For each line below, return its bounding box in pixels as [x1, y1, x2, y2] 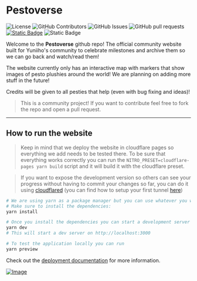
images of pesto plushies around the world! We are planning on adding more [6, 70, 191, 77]
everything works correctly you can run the [20, 156, 125, 163]
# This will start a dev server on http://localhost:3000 [6, 230, 151, 236]
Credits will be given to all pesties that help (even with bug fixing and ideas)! [6, 88, 191, 95]
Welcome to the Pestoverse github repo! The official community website [6, 40, 182, 48]
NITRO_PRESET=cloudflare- [126, 157, 190, 163]
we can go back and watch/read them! [6, 53, 100, 60]
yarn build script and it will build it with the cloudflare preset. [36, 162, 185, 170]
